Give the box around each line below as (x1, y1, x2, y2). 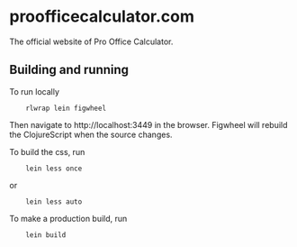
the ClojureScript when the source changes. (9, 129, 173, 140)
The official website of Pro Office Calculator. (9, 36, 174, 47)
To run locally (9, 86, 60, 96)
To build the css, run (9, 146, 85, 157)
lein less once (25, 164, 83, 173)
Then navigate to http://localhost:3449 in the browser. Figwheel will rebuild (9, 119, 288, 130)
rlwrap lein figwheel (25, 104, 106, 113)
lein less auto (25, 197, 83, 206)
